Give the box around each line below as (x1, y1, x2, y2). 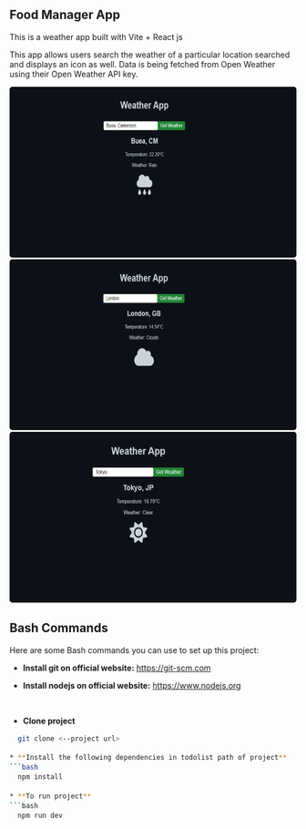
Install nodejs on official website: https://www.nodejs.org (22, 680, 241, 691)
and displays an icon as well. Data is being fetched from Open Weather (9, 58, 276, 69)
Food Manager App (9, 7, 121, 23)
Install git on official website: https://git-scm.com (22, 662, 211, 673)
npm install (17, 773, 64, 782)
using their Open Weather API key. (9, 68, 138, 79)
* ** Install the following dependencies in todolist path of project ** (9, 753, 287, 762)
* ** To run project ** (9, 792, 92, 801)
